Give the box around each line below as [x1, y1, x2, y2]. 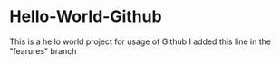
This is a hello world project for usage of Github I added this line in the [9, 36, 272, 47]
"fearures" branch [9, 45, 77, 56]
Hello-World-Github [9, 6, 162, 27]
